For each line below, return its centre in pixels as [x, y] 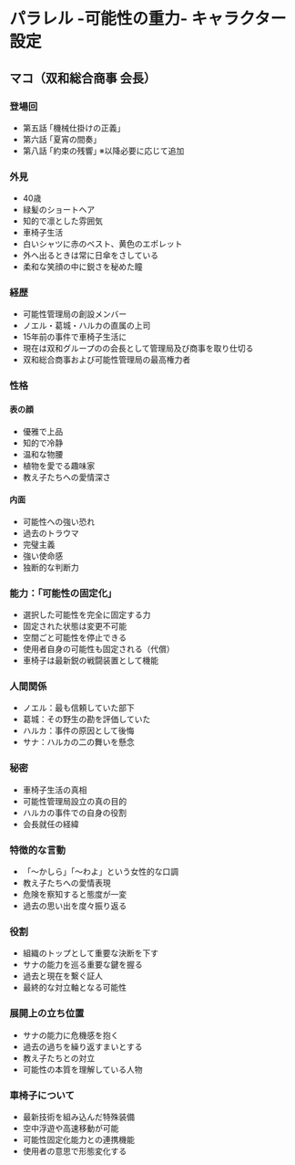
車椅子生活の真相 [55, 790]
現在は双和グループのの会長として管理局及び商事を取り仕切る [138, 349]
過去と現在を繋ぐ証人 [62, 976]
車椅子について [42, 1095]
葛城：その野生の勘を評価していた [86, 719]
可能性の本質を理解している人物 [82, 1069]
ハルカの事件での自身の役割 [75, 813]
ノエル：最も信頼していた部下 [78, 708]
